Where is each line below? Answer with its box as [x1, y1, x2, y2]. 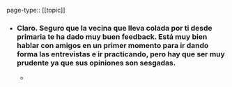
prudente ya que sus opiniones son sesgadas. [16, 58, 176, 68]
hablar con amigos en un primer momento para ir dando [16, 40, 209, 50]
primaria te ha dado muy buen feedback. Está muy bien [16, 31, 208, 41]
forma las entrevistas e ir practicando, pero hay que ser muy [16, 49, 226, 58]
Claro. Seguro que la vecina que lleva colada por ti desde [16, 23, 213, 33]
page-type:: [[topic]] [6, 6, 65, 14]
